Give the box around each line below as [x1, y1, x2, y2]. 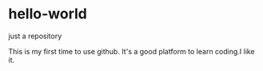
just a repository [8, 31, 62, 41]
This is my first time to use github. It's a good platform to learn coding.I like [8, 46, 255, 56]
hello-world [8, 5, 88, 23]
